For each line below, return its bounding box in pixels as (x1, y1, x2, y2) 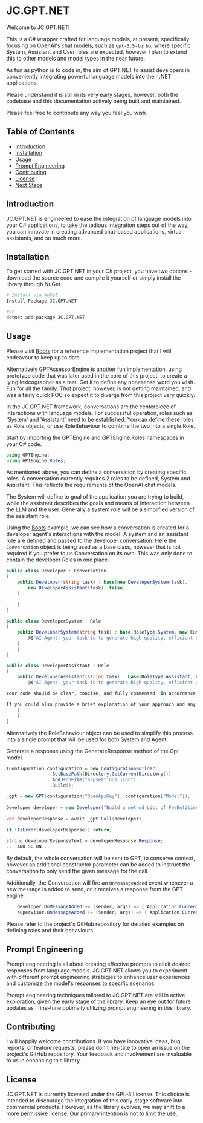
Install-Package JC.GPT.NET (6, 298, 77, 304)
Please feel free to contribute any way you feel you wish (6, 109, 146, 116)
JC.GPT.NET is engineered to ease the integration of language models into (6, 215, 192, 222)
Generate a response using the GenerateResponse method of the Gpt (6, 747, 179, 755)
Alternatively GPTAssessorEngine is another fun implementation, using (6, 365, 182, 373)
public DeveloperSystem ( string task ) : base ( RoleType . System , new (17, 629, 188, 635)
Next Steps (14, 181, 43, 188)
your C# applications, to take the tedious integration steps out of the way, (6, 221, 189, 229)
